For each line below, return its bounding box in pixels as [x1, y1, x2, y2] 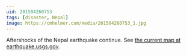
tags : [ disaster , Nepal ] [6, 14, 69, 20]
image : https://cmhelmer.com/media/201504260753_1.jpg [6, 20, 147, 26]
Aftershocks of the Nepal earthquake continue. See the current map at [6, 37, 181, 44]
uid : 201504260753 [6, 8, 52, 15]
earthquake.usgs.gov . [6, 43, 60, 50]
